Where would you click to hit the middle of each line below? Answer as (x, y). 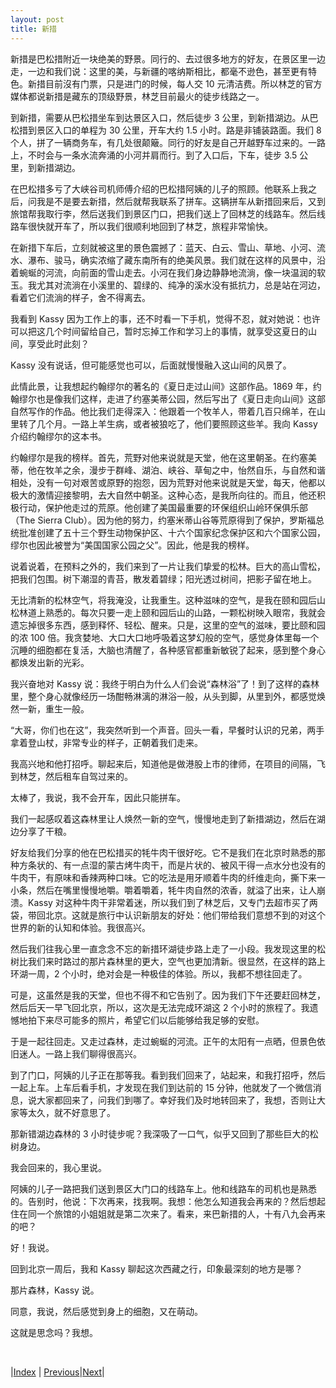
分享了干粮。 (45, 831)
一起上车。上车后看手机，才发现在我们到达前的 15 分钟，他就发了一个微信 (161, 1087)
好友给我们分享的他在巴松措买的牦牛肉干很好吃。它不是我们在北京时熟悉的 (163, 852)
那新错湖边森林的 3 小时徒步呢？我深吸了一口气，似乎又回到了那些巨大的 (160, 1133)
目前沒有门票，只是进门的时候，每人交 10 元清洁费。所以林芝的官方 (183, 83)
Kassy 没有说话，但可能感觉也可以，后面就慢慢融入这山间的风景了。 (151, 365)
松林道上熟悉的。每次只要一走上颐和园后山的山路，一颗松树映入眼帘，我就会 (168, 612)
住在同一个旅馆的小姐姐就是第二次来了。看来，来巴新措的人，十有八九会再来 (168, 1213)
